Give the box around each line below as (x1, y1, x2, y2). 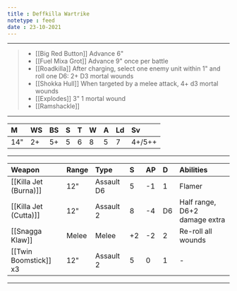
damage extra (179, 215, 226, 225)
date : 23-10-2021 (7, 23, 61, 30)
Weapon (11, 165, 40, 175)
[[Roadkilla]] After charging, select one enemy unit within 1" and (35, 64, 221, 73)
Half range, (179, 197, 217, 207)
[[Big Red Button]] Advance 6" (35, 49, 124, 58)
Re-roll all (179, 227, 213, 237)
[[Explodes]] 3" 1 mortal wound (35, 95, 126, 103)
